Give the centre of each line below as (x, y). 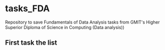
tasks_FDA (27, 9)
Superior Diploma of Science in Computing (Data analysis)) (65, 27)
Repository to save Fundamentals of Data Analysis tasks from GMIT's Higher (82, 22)
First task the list (31, 43)
